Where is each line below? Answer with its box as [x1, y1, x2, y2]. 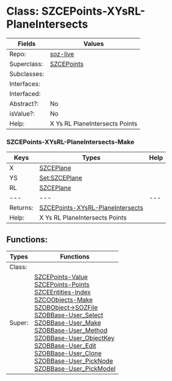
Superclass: [9, 59, 43, 68]
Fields [17, 39, 36, 48]
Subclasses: [9, 69, 45, 78]
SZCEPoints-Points [34, 280, 90, 289]
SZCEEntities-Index [34, 288, 91, 297]
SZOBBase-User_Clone [34, 349, 102, 358]
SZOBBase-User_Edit [34, 341, 96, 350]
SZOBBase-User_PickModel [34, 364, 116, 373]
